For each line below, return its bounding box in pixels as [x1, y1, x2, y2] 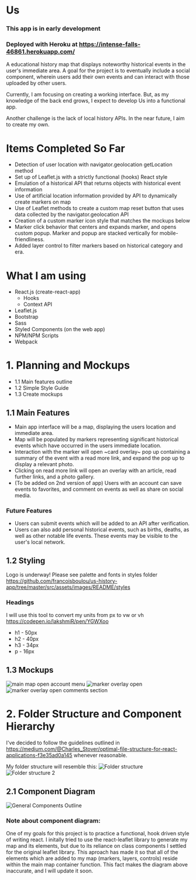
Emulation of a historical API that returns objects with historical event [14, 180, 181, 187]
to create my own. [6, 121, 50, 128]
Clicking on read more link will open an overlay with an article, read [14, 467, 177, 474]
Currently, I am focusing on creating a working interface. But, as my [6, 91, 169, 98]
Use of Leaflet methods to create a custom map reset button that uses [14, 205, 184, 212]
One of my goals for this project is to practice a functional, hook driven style [6, 830, 190, 837]
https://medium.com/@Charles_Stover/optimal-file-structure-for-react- [6, 746, 177, 753]
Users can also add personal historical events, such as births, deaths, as [14, 526, 190, 533]
